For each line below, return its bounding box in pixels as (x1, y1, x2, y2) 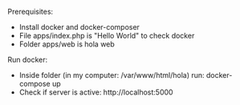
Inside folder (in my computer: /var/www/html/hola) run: (18, 71, 205, 79)
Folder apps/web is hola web (18, 39, 116, 49)
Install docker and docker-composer (18, 22, 140, 31)
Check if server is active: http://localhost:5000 (18, 87, 173, 97)
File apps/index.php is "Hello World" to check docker (18, 31, 195, 40)
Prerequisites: (7, 7, 54, 16)
